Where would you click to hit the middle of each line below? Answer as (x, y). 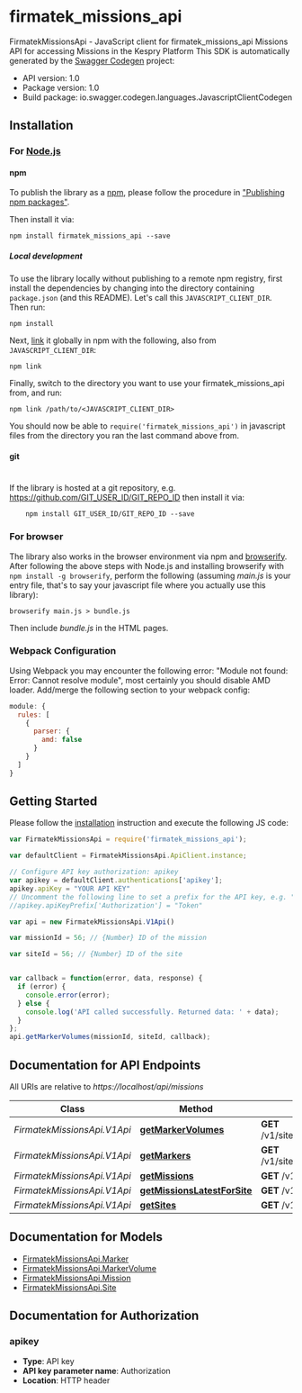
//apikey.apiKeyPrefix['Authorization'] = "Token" (106, 905)
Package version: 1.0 (61, 87)
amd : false (62, 740)
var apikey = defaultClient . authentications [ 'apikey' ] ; (116, 881)
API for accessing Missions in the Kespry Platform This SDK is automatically (150, 50)
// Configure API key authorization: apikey (94, 872)
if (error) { (42, 987)
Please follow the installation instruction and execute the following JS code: (149, 823)
